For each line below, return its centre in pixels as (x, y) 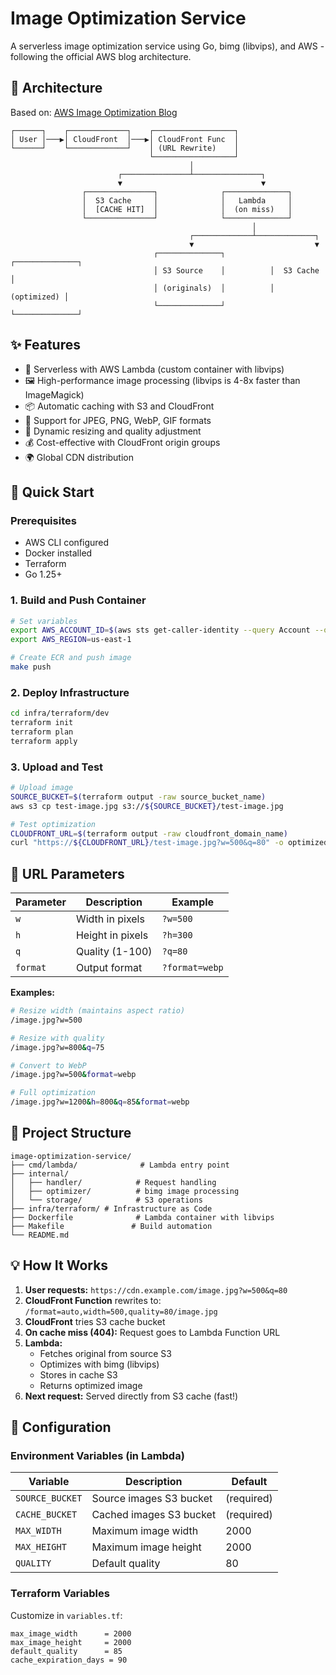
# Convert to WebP (48, 1065)
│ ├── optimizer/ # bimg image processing (125, 1191)
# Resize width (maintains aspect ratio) (98, 1011)
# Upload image (42, 788)
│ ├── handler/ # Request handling (113, 1182)
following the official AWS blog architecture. (101, 56)
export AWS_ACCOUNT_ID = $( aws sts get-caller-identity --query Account (160, 630)
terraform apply (44, 741)
